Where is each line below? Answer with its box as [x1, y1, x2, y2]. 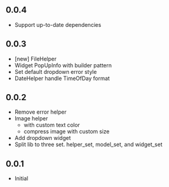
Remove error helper [14, 108, 67, 116]
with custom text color [23, 122, 81, 129]
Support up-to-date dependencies [14, 21, 101, 28]
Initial [14, 175, 29, 182]
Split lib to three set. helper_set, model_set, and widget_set [14, 141, 163, 148]
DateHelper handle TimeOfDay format [14, 75, 110, 82]
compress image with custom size [23, 128, 110, 135]
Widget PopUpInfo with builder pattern [14, 61, 112, 69]
